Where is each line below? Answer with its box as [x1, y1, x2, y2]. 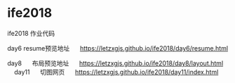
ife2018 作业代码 [7, 29, 55, 37]
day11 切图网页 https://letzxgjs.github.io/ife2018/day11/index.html [13, 68, 219, 76]
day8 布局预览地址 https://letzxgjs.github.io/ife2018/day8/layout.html [7, 58, 224, 68]
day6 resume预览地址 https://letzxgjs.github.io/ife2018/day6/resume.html [7, 44, 229, 52]
